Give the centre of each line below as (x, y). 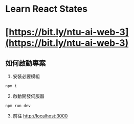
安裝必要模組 (26, 77)
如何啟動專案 (26, 63)
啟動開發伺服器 (28, 96)
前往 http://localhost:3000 (40, 116)
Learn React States (47, 9)
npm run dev (18, 106)
